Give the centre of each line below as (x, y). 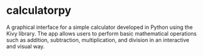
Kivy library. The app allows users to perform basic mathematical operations (101, 33)
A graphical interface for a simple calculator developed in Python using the (99, 27)
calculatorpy (39, 11)
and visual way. (26, 46)
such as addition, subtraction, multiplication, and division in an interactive (98, 40)
